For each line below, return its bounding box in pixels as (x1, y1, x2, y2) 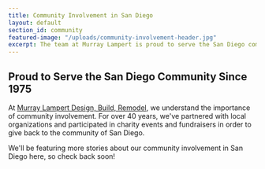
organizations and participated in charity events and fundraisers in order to (8, 119, 252, 129)
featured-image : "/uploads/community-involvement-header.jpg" (8, 33, 217, 42)
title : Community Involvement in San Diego (8, 11, 154, 20)
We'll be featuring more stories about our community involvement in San (8, 143, 243, 152)
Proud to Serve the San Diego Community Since (8, 70, 248, 83)
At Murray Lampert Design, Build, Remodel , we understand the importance (8, 103, 251, 112)
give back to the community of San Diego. (8, 127, 145, 138)
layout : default (8, 19, 62, 27)
